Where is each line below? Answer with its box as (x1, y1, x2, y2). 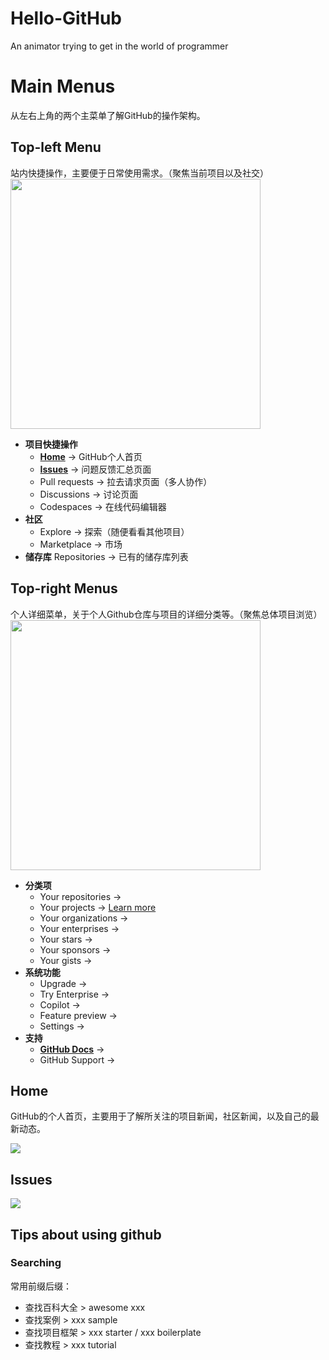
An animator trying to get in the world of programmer (10, 40, 229, 52)
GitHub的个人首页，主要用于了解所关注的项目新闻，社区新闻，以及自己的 (10, 1110, 311, 1122)
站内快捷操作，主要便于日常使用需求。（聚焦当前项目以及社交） (10, 167, 269, 179)
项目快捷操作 (24, 438, 78, 450)
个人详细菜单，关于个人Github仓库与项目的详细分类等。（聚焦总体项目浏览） (10, 608, 323, 620)
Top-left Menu (10, 139, 102, 156)
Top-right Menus (10, 580, 118, 597)
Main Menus (10, 75, 116, 98)
